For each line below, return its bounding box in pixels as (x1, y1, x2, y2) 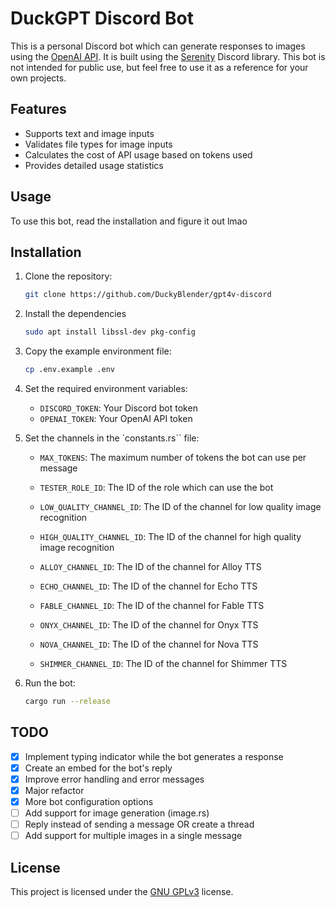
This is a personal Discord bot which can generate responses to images (10, 40, 306, 52)
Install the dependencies (24, 308, 127, 320)
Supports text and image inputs (24, 127, 155, 139)
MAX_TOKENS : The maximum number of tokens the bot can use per (39, 452, 307, 463)
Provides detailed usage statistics (24, 159, 164, 171)
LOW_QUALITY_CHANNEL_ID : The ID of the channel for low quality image (39, 501, 322, 512)
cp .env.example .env (24, 365, 115, 375)
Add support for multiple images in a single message (24, 830, 243, 842)
